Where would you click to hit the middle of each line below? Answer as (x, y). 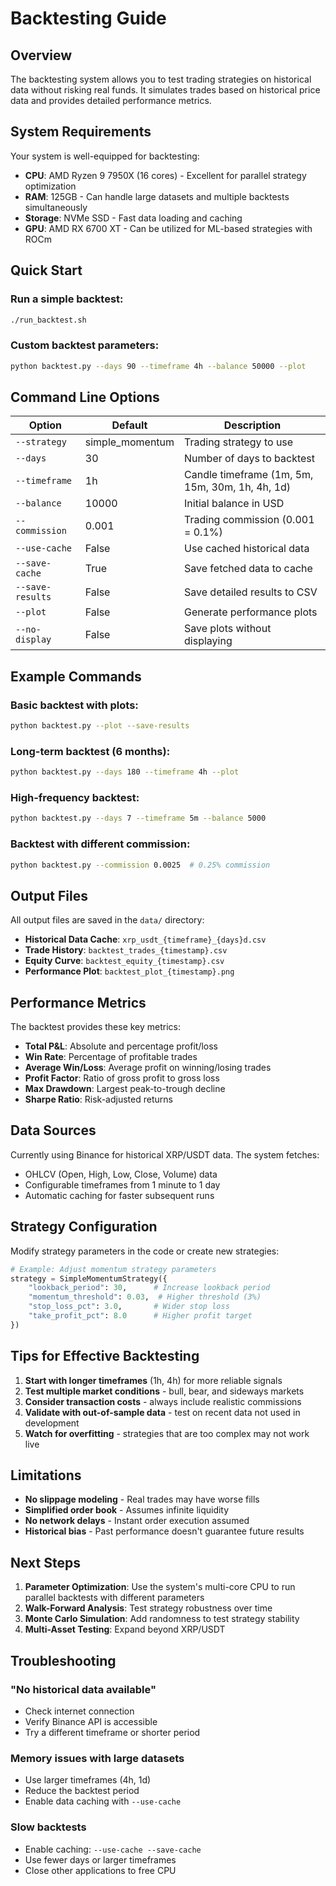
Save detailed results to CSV (251, 592)
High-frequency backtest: (75, 798)
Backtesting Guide (88, 18)
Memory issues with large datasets (97, 1758)
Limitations (46, 1475)
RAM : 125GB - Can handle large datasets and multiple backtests (157, 196)
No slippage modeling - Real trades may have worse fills (142, 1499)
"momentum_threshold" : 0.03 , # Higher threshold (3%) (145, 1297)
